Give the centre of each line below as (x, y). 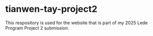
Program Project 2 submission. (37, 28)
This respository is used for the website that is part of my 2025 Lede (76, 23)
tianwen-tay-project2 (51, 9)
